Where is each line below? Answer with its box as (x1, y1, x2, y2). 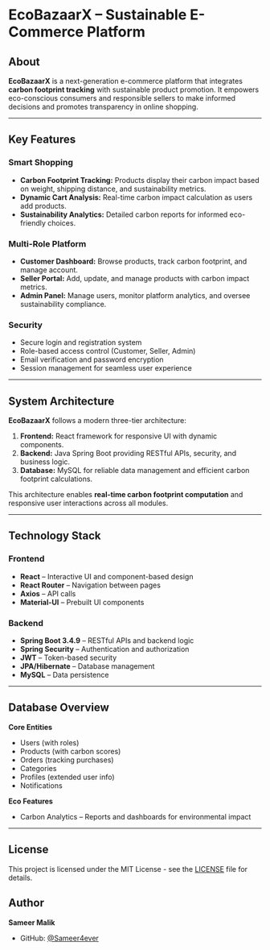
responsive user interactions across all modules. (8, 498, 169, 508)
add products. (19, 201, 67, 210)
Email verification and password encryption (19, 355, 164, 364)
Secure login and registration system (19, 338, 142, 347)
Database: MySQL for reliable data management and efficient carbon (19, 466, 250, 475)
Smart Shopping (8, 157, 74, 168)
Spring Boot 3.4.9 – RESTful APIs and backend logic (19, 636, 194, 645)
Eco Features (8, 796, 54, 806)
